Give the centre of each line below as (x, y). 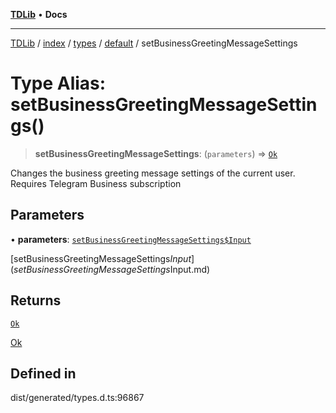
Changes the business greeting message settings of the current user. (153, 173)
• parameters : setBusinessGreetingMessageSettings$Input (131, 239)
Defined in (43, 373)
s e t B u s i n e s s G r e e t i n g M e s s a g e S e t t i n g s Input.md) (112, 269)
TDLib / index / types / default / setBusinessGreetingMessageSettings (154, 43)
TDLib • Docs (39, 14)
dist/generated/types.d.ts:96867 (77, 398)
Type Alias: (58, 83)
